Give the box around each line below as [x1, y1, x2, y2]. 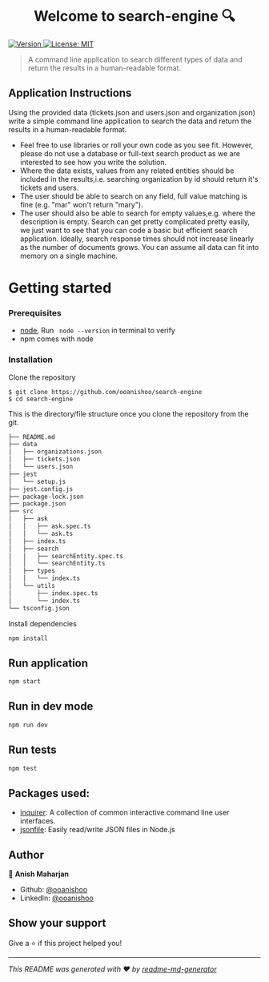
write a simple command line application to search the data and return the [8, 116, 252, 126]
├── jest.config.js [8, 485, 74, 493]
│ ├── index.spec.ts [8, 589, 98, 598]
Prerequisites [8, 307, 62, 318]
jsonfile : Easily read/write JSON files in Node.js [19, 825, 175, 835]
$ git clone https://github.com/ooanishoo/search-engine [8, 388, 203, 396]
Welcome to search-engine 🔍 [34, 7, 235, 26]
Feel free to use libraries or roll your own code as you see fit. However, [19, 140, 254, 150]
